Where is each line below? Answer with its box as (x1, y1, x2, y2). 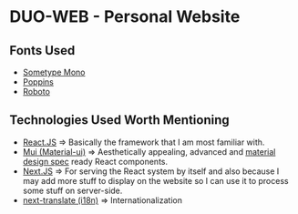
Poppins (22, 76, 55, 87)
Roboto (22, 87, 50, 97)
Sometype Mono (22, 66, 86, 77)
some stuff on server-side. (22, 185, 123, 196)
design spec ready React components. (22, 156, 169, 167)
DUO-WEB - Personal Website (9, 6, 241, 27)
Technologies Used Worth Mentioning (9, 112, 230, 128)
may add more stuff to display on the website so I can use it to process (22, 175, 289, 186)
